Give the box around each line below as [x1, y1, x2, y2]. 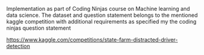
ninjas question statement [6, 24, 71, 31]
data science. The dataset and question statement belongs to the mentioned [6, 11, 198, 19]
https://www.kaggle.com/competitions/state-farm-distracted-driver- [6, 36, 178, 43]
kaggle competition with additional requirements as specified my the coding [6, 18, 197, 25]
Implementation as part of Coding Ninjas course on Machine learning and [6, 5, 191, 12]
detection [6, 42, 30, 50]
